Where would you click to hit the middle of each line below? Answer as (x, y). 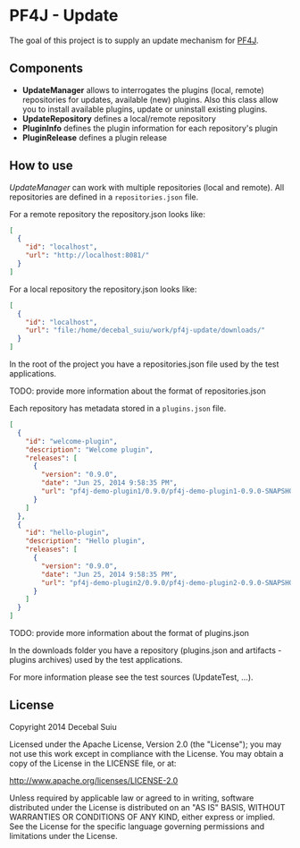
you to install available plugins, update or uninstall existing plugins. (145, 109)
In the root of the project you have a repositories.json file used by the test (144, 364)
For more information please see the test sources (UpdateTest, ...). (131, 677)
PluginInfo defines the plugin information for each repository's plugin (150, 128)
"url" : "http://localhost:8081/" (87, 256)
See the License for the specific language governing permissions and (137, 826)
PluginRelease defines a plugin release (95, 137)
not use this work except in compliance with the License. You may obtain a (146, 753)
